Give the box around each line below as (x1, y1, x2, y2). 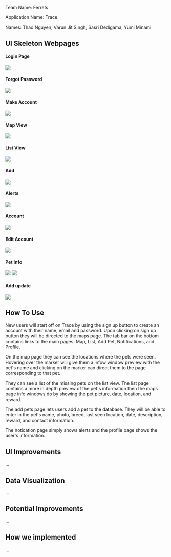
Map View (5, 122, 27, 128)
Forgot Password (5, 76, 42, 83)
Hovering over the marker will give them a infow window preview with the (5, 359, 160, 366)
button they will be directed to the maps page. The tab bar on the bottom (5, 333, 159, 339)
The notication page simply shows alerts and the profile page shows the (5, 427, 158, 433)
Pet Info (5, 258, 23, 265)
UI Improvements (5, 447, 61, 456)
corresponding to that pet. (5, 370, 60, 376)
